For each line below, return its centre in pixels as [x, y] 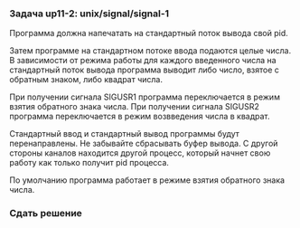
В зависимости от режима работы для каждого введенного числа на [143, 61]
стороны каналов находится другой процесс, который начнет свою [140, 153]
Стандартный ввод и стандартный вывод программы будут [124, 134]
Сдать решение [46, 214]
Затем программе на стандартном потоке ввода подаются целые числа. [150, 51]
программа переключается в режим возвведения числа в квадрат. [140, 117]
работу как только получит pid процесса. [89, 163]
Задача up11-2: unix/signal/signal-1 [89, 14]
